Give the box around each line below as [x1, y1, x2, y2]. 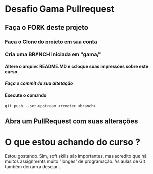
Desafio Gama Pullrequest [5, 3, 115, 15]
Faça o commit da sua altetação [5, 80, 73, 86]
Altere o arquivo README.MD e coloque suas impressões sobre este [5, 63, 149, 70]
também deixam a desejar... [5, 163, 62, 169]
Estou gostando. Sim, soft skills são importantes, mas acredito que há [5, 153, 147, 159]
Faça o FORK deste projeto [5, 23, 89, 32]
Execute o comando [5, 92, 47, 98]
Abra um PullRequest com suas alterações [5, 117, 138, 125]
